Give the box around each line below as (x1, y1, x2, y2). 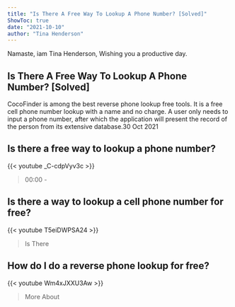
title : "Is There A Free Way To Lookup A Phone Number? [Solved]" (7, 10, 207, 18)
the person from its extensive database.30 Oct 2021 (7, 122, 159, 131)
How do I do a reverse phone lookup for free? (7, 260, 210, 272)
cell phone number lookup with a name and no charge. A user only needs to (7, 108, 229, 116)
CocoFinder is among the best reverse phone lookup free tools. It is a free (7, 100, 223, 108)
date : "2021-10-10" (7, 23, 65, 30)
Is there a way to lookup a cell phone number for (7, 196, 224, 208)
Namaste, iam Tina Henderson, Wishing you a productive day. (7, 50, 188, 58)
